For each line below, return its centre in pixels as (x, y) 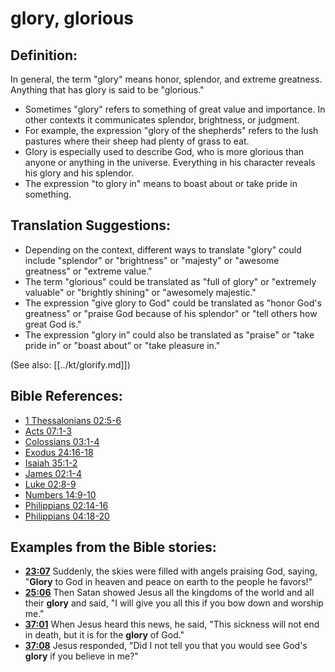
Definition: (44, 55)
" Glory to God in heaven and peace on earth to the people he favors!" (168, 582)
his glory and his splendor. (79, 173)
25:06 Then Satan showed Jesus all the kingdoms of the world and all (169, 593)
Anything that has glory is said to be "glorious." (107, 90)
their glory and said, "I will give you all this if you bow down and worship (174, 603)
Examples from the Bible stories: (113, 547)
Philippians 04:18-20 (67, 516)
